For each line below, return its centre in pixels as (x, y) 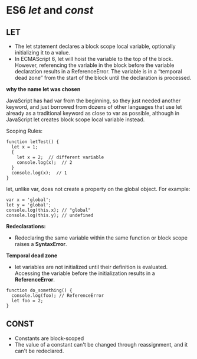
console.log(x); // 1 (39, 173)
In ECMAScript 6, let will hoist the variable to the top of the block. (94, 59)
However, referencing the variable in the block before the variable (94, 65)
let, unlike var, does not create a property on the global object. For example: (98, 189)
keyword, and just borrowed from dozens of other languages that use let (94, 107)
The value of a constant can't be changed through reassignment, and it (101, 344)
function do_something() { (39, 290)
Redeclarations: (26, 226)
